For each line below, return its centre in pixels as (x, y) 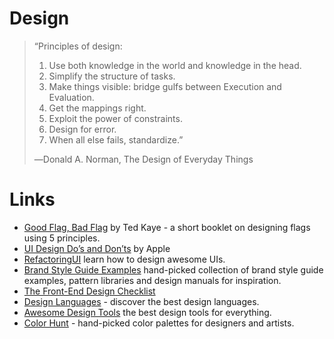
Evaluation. (71, 97)
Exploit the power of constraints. (115, 118)
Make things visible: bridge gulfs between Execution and (165, 86)
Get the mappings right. (97, 108)
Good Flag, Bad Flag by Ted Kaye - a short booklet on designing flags (167, 227)
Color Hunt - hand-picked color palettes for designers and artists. (159, 323)
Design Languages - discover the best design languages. (141, 301)
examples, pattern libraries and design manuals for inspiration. (152, 280)
